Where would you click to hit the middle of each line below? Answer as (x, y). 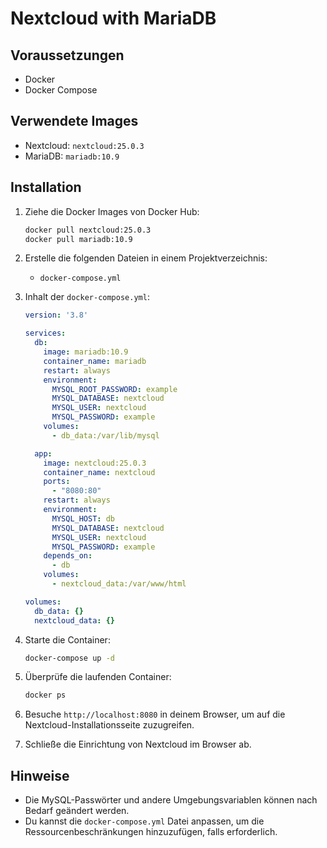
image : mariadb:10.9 (86, 352)
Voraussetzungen (67, 55)
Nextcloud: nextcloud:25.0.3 (84, 145)
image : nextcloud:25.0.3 (95, 463)
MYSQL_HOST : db (83, 518)
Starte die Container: (67, 639)
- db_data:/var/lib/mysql (105, 435)
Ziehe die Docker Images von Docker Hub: (112, 211)
